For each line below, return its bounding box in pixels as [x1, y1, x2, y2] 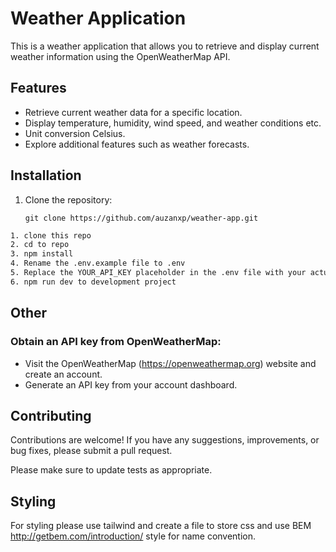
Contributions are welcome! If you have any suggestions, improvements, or [10, 434, 320, 446]
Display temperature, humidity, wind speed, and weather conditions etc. [24, 117, 322, 129]
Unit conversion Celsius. [24, 127, 126, 139]
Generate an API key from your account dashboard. [24, 378, 238, 391]
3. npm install [10, 249, 74, 259]
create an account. [24, 368, 103, 380]
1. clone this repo [10, 230, 92, 241]
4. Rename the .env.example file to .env [10, 258, 186, 269]
